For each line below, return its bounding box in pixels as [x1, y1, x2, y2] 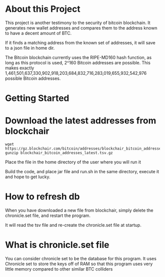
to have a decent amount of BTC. [5, 30, 72, 36]
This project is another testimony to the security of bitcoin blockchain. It [5, 20, 151, 26]
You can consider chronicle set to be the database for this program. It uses [5, 255, 157, 261]
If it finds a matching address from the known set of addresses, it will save [5, 39, 156, 45]
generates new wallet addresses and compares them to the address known [5, 25, 158, 31]
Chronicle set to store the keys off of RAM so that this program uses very [5, 261, 153, 267]
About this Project [5, 3, 81, 15]
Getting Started [5, 92, 70, 104]
